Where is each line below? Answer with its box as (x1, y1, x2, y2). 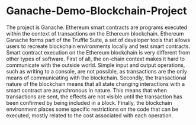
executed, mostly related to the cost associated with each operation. (6, 111, 173, 119)
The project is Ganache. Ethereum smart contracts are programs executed (6, 24, 188, 31)
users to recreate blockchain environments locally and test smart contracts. (6, 43, 191, 50)
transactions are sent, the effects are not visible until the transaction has (6, 93, 182, 100)
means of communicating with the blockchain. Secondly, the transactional (6, 74, 187, 81)
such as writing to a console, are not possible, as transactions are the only (6, 68, 188, 75)
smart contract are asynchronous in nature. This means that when (6, 86, 168, 94)
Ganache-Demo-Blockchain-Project (6, 4, 188, 18)
